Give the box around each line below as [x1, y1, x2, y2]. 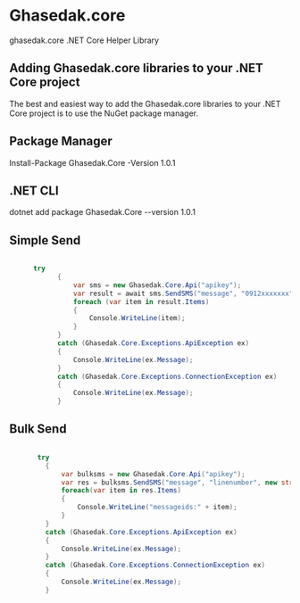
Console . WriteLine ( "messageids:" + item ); [77, 503, 238, 512]
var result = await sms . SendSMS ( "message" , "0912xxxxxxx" [72, 289, 294, 298]
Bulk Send [9, 421, 67, 437]
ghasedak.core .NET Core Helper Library [9, 35, 159, 45]
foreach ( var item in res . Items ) [61, 486, 181, 495]
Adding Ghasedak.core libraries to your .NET [9, 61, 263, 76]
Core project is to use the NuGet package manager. [9, 108, 199, 119]
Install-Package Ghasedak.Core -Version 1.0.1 [9, 157, 176, 168]
